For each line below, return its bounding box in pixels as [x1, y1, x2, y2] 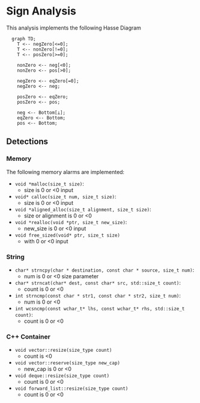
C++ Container [6, 333, 51, 341]
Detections [6, 137, 49, 147]
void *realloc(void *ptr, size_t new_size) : [14, 218, 127, 225]
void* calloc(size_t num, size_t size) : [14, 193, 117, 200]
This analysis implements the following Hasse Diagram [6, 24, 141, 31]
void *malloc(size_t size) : [14, 180, 84, 187]
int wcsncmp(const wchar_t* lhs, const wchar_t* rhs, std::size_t [14, 305, 185, 311]
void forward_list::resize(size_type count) [14, 386, 129, 392]
